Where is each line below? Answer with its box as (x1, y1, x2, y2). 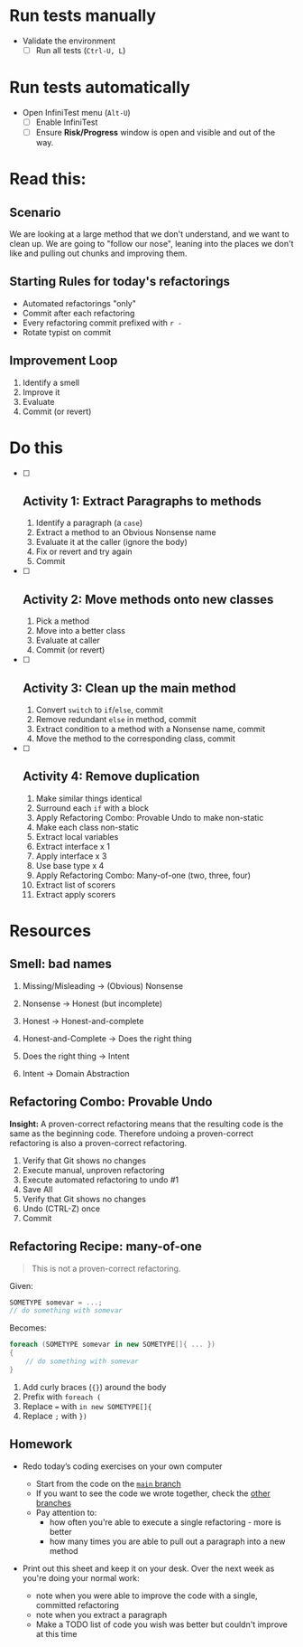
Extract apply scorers (35, 889, 116, 899)
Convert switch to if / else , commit (35, 704, 164, 715)
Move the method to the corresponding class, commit (35, 733, 236, 744)
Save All (22, 1183, 53, 1194)
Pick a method (35, 616, 90, 626)
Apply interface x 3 (35, 851, 107, 861)
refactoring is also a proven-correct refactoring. (9, 1137, 188, 1148)
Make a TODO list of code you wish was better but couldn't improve (35, 1619, 289, 1630)
